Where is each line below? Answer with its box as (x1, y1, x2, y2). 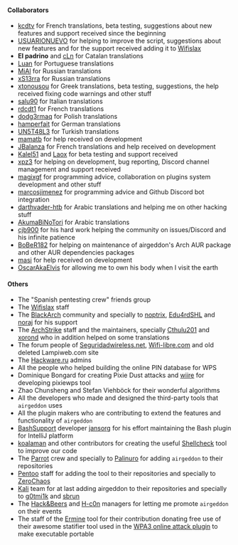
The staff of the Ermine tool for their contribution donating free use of (17, 514, 222, 523)
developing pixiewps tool (17, 379, 91, 387)
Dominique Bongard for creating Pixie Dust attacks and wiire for (17, 371, 205, 380)
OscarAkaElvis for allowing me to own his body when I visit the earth (17, 263, 219, 272)
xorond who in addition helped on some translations (17, 333, 170, 342)
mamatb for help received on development (17, 135, 143, 144)
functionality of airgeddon (17, 416, 93, 425)
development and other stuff (17, 180, 102, 189)
